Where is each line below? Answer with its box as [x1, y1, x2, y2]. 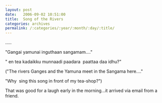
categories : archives [5, 21, 50, 26]
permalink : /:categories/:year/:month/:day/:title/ [5, 26, 115, 31]
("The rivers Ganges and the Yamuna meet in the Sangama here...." [5, 68, 143, 75]
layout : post [5, 7, 32, 12]
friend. [5, 93, 19, 99]
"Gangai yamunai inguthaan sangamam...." [5, 49, 93, 55]
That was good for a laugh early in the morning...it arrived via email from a [5, 88, 158, 94]
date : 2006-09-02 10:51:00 [5, 12, 66, 17]
